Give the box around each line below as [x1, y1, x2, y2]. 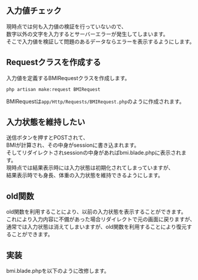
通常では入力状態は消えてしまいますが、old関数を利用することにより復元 [6, 223, 187, 231]
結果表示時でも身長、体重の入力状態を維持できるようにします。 [6, 172, 164, 179]
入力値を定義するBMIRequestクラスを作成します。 [6, 74, 130, 81]
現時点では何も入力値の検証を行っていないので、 [6, 23, 127, 30]
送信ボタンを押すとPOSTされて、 [6, 134, 89, 142]
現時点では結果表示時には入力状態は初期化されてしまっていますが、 [6, 164, 174, 172]
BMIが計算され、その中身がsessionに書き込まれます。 [6, 142, 140, 149]
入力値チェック [6, 5, 62, 16]
